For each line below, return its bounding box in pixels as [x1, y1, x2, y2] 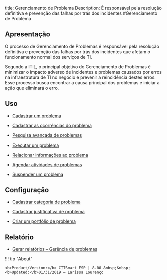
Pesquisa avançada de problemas [12, 132, 82, 138]
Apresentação [5, 30, 51, 39]
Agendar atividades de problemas [12, 161, 82, 168]
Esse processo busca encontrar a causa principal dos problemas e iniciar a [5, 79, 160, 85]
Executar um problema [12, 142, 59, 148]
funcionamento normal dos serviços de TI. [5, 54, 92, 60]
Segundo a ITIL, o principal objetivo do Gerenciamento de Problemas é [5, 63, 151, 70]
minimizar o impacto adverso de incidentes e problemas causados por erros [5, 69, 162, 75]
